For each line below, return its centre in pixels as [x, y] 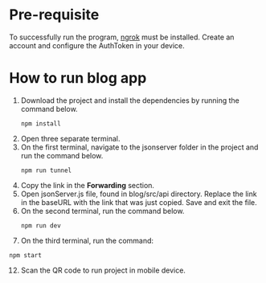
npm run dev [41, 226]
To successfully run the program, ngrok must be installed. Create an [122, 37]
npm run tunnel [46, 170]
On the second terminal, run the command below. [102, 211]
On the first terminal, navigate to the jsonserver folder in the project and [139, 147]
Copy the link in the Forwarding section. [88, 185]
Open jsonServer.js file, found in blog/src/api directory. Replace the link [139, 194]
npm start [26, 255]
